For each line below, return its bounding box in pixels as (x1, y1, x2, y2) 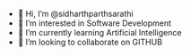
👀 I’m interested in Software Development (17, 18, 172, 28)
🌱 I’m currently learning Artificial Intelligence (17, 28, 182, 37)
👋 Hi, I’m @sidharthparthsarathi (17, 9, 134, 19)
